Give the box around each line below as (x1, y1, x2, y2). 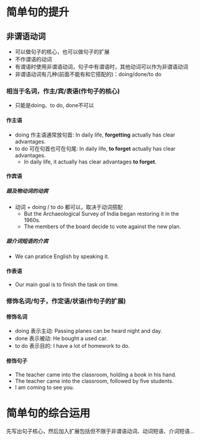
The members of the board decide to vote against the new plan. (23, 223, 181, 230)
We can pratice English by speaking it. (14, 253, 110, 260)
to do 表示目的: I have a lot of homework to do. (14, 342, 130, 350)
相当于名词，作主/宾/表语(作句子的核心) (6, 87, 120, 95)
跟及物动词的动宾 (6, 187, 49, 195)
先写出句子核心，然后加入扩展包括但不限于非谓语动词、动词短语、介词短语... (6, 427, 195, 435)
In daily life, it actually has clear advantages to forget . (23, 158, 157, 165)
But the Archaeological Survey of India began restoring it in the (23, 210, 180, 217)
